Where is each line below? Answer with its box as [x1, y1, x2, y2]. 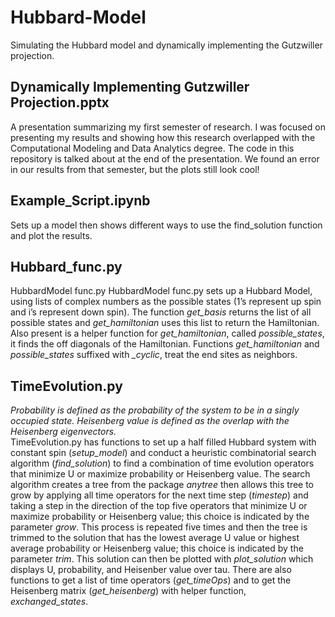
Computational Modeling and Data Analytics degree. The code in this [10, 142, 295, 154]
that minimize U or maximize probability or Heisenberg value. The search [10, 468, 311, 480]
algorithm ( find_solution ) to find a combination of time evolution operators [10, 457, 315, 470]
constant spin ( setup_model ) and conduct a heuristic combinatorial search [10, 447, 317, 459]
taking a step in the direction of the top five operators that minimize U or [10, 500, 308, 512]
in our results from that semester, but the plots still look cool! [10, 163, 260, 175]
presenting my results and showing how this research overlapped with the [10, 131, 316, 143]
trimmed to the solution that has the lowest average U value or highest [10, 532, 300, 544]
